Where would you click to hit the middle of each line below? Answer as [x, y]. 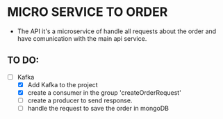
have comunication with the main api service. [82, 38]
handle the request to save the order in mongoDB [98, 108]
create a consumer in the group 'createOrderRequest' [105, 92]
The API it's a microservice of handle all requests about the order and [117, 31]
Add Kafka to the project [63, 84]
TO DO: [23, 61]
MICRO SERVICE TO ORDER [88, 12]
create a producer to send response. [80, 100]
